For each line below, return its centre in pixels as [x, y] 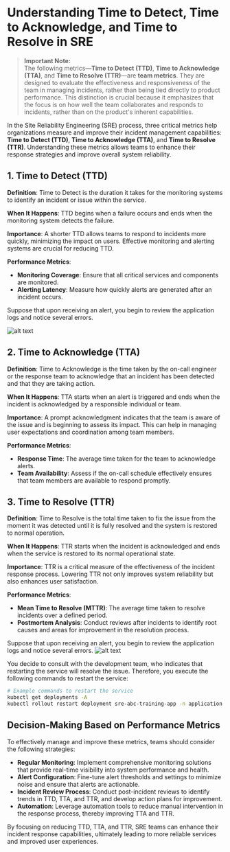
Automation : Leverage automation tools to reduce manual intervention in [120, 806]
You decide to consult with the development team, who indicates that [105, 664]
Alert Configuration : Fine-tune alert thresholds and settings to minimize [119, 776]
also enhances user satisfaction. [53, 582]
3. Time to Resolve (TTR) [61, 502]
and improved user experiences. [53, 841]
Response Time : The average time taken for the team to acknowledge [116, 459]
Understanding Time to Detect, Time [113, 13]
